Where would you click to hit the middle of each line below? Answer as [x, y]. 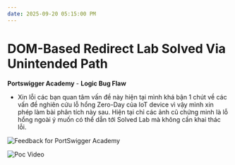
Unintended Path [58, 63]
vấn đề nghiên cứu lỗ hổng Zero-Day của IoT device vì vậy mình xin [115, 104]
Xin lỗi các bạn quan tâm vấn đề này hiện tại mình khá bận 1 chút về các [122, 97]
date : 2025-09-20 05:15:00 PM [52, 14]
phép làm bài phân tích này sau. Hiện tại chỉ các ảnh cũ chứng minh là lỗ [122, 112]
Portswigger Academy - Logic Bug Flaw [67, 83]
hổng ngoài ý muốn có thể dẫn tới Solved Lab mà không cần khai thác [119, 119]
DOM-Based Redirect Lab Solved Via [116, 48]
